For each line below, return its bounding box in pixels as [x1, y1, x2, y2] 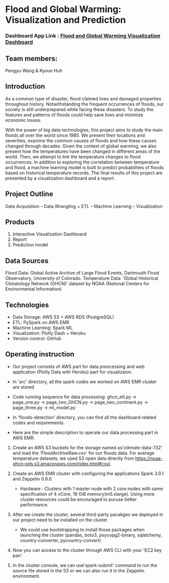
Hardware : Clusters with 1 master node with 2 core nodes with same [20, 486, 163, 492]
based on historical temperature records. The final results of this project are [5, 170, 163, 176]
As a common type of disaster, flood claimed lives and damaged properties [5, 95, 161, 101]
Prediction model [12, 242, 48, 248]
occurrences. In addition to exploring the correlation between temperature [5, 159, 160, 165]
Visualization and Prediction [5, 14, 126, 26]
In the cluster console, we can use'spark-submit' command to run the [12, 562, 157, 568]
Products [5, 218, 35, 226]
